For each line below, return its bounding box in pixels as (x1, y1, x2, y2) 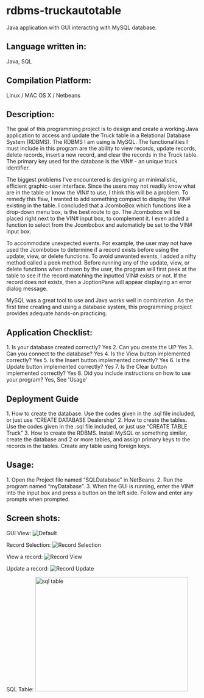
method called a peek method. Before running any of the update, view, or (6, 259, 190, 266)
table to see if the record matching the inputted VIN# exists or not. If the (6, 272, 187, 279)
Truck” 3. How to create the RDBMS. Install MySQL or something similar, (6, 429, 188, 436)
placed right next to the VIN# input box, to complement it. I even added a (6, 215, 189, 223)
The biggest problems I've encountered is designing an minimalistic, (6, 176, 178, 183)
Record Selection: (6, 541, 51, 549)
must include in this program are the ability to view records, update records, (6, 144, 197, 152)
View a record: (6, 553, 43, 560)
